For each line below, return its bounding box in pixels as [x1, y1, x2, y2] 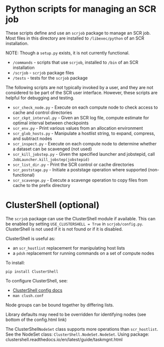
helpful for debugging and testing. [5, 94, 75, 101]
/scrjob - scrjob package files [12, 69, 74, 75]
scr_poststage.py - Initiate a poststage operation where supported [12, 166, 147, 172]
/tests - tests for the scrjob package [12, 75, 88, 81]
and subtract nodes [12, 136, 52, 141]
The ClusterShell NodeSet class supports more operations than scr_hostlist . [5, 326, 159, 332]
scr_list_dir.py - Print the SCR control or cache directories [12, 162, 134, 167]
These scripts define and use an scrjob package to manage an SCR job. [5, 30, 151, 36]
